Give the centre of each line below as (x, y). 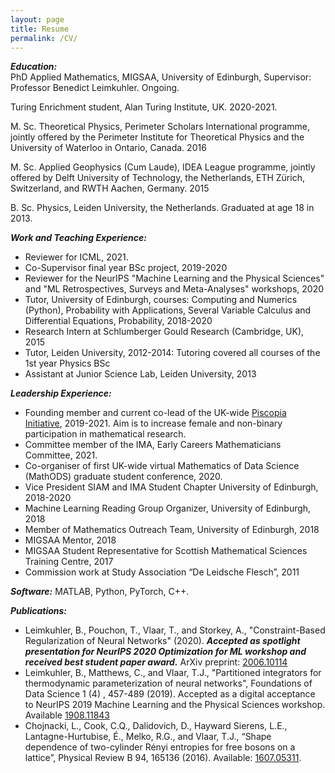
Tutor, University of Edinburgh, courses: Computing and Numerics (161, 300)
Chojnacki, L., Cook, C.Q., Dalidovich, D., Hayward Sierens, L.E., (156, 726)
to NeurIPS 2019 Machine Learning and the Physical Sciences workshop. (175, 705)
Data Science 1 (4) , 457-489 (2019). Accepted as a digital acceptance (170, 694)
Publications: (39, 611)
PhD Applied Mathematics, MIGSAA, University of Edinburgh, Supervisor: (161, 77)
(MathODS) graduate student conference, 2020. (123, 477)
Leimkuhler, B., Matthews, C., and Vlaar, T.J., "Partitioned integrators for (173, 673)
